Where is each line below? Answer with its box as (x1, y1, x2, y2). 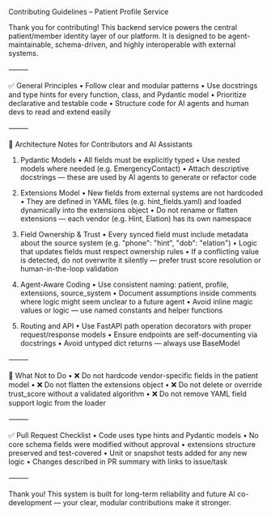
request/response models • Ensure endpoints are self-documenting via (19, 330, 258, 339)
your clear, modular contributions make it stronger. (62, 498, 232, 507)
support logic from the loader (8, 398, 107, 407)
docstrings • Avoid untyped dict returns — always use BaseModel (19, 338, 240, 347)
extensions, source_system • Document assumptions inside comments (19, 288, 257, 298)
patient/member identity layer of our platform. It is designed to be (8, 32, 227, 40)
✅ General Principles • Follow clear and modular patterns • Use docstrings (8, 81, 258, 90)
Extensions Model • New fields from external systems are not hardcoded (19, 188, 264, 198)
